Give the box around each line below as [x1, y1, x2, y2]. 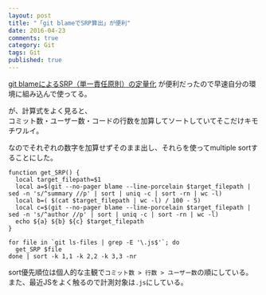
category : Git [8, 41, 56, 49]
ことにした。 [14, 152, 57, 162]
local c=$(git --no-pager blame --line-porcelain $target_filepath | [15, 203, 251, 211]
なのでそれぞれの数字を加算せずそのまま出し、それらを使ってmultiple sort [8, 143, 252, 152]
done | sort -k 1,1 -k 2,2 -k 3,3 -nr [8, 252, 137, 260]
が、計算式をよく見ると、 [8, 105, 92, 116]
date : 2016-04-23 [8, 26, 66, 34]
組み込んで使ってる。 [22, 88, 92, 98]
